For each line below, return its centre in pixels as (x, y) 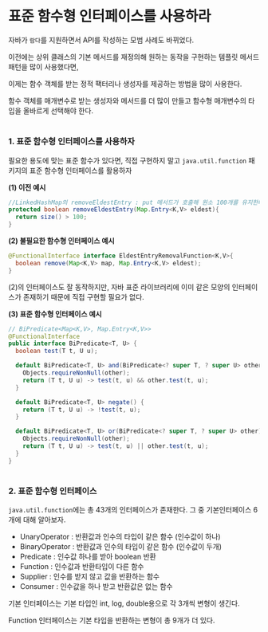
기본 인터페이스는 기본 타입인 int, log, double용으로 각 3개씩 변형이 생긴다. (124, 603)
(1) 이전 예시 (27, 187)
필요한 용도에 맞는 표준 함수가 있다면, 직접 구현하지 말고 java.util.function (128, 160)
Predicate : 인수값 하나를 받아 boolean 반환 (88, 557)
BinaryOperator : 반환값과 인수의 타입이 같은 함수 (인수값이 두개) (120, 547)
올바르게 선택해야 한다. (58, 110)
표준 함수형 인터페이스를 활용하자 (81, 170)
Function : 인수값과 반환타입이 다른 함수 (82, 567)
